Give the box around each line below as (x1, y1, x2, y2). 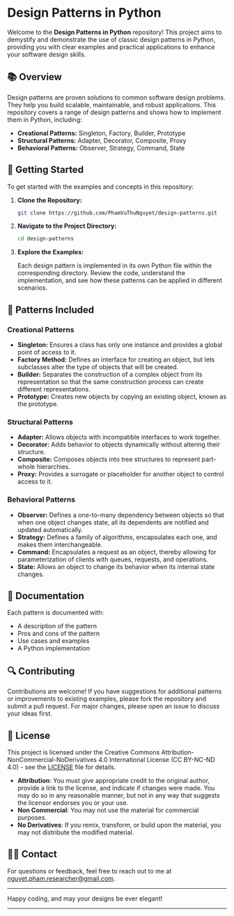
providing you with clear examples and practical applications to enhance (7, 42, 215, 51)
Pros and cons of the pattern (17, 629, 100, 638)
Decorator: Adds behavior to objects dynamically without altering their (17, 440, 221, 449)
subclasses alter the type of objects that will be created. (17, 363, 179, 371)
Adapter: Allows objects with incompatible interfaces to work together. (17, 433, 221, 442)
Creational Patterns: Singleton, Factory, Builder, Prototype (17, 129, 186, 137)
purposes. (17, 814, 47, 822)
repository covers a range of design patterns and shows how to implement (7, 108, 221, 116)
